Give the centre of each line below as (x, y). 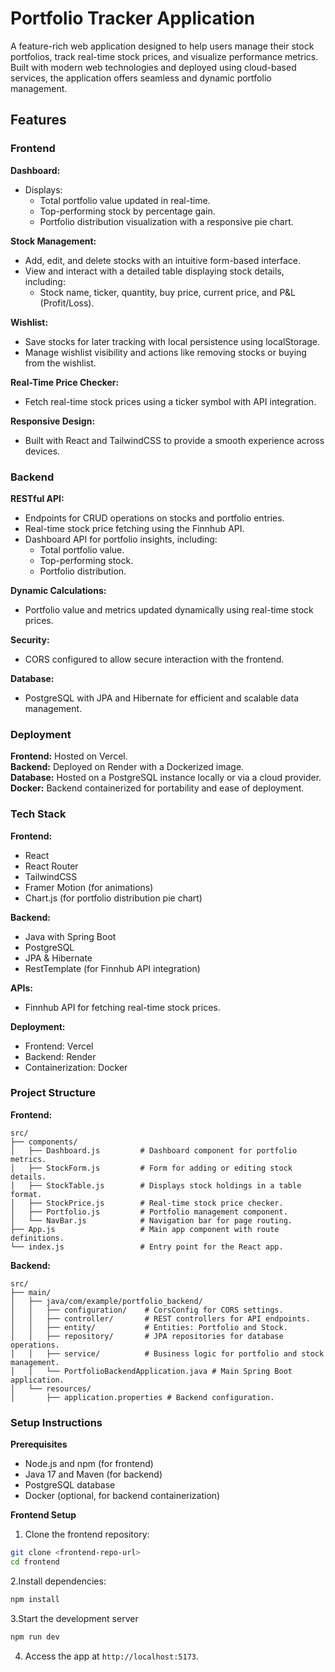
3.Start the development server (74, 1618)
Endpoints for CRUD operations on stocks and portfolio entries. (154, 518)
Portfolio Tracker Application (133, 18)
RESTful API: (37, 498)
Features (38, 120)
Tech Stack (38, 814)
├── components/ (44, 1142)
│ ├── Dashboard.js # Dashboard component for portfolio (154, 1150)
